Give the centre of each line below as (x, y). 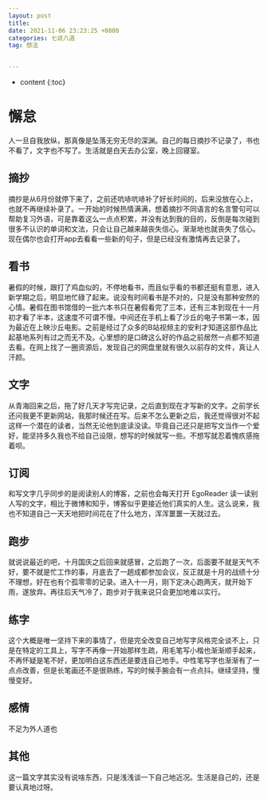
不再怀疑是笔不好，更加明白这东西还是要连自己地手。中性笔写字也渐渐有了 (130, 660)
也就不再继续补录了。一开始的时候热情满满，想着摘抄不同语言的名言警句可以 (134, 209)
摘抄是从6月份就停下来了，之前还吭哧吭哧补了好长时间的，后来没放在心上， (133, 199)
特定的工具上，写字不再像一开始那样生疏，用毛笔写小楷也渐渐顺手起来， (141, 650)
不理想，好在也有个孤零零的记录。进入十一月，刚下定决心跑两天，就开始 (127, 582)
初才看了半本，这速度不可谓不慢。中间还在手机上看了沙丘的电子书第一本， (130, 317)
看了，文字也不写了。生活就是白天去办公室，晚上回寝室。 (109, 151)
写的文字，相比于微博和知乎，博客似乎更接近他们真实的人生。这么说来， (134, 503)
